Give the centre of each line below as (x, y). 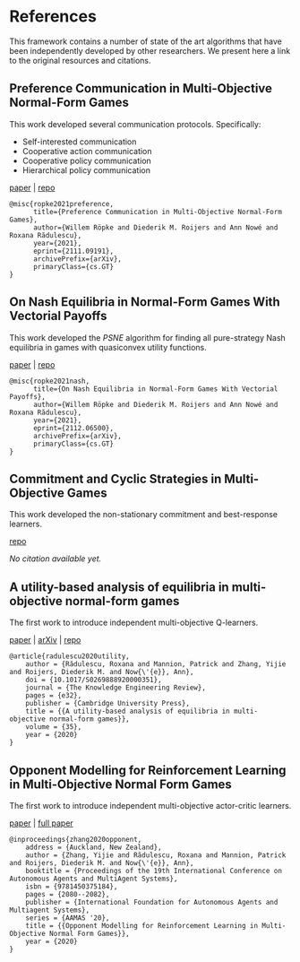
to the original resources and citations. (80, 60)
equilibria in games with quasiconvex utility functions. (108, 347)
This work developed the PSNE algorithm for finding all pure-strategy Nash (148, 337)
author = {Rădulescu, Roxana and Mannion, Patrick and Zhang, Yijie (156, 664)
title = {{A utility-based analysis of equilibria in (128, 711)
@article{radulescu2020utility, (69, 656)
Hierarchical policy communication (86, 170)
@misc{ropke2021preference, (62, 204)
